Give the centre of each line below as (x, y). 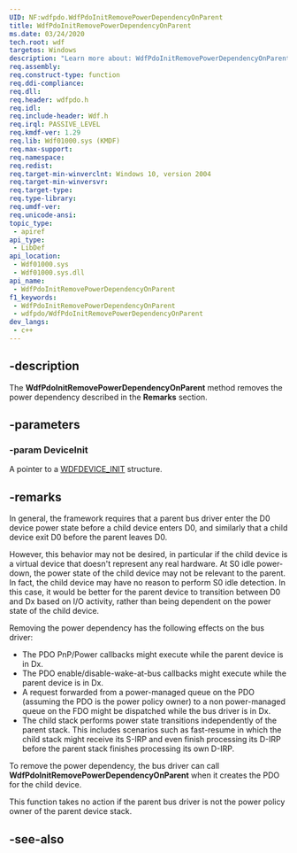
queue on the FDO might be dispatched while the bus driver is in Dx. (146, 711)
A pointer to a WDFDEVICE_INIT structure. (86, 469)
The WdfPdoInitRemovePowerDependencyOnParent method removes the (146, 387)
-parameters (45, 425)
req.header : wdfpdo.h (49, 100)
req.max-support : (41, 149)
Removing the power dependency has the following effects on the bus (137, 628)
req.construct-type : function (65, 75)
